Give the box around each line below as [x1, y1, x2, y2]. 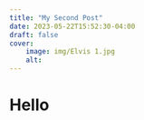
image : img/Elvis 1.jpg [25, 47, 116, 56]
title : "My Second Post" [9, 13, 103, 23]
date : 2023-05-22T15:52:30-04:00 [9, 22, 136, 31]
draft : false [9, 30, 59, 39]
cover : [9, 38, 34, 48]
